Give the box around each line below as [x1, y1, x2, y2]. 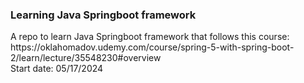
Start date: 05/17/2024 [10, 63, 104, 75]
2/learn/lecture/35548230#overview [10, 52, 162, 64]
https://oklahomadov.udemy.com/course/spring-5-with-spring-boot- [10, 41, 295, 53]
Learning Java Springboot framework [10, 8, 197, 22]
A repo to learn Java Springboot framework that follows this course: [10, 31, 290, 43]
